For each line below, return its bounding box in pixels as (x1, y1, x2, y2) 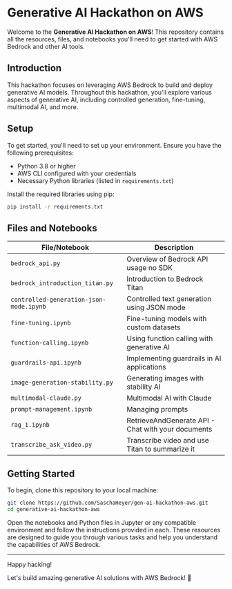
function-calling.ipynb (10, 339, 89, 347)
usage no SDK (126, 263, 173, 273)
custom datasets (126, 322, 181, 332)
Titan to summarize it (126, 444, 195, 454)
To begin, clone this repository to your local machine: (7, 486, 159, 494)
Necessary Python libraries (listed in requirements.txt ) (17, 176, 174, 184)
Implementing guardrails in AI (126, 354, 222, 363)
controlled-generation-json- (10, 296, 106, 304)
